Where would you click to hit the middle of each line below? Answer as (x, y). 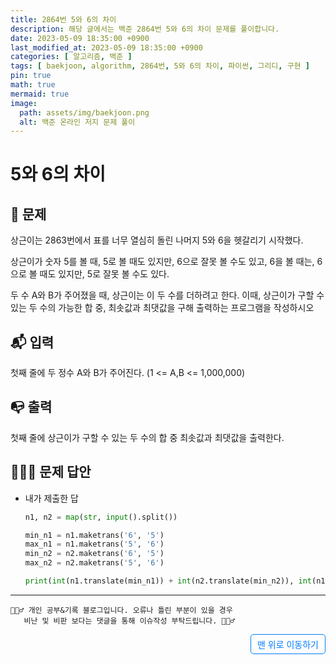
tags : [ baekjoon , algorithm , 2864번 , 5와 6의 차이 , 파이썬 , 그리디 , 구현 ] (160, 66)
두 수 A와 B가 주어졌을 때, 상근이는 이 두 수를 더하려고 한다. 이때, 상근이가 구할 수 (167, 295)
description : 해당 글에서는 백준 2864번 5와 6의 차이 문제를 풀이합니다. (145, 29)
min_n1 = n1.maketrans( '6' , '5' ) (94, 535)
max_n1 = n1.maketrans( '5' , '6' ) (94, 544)
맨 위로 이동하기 (287, 644)
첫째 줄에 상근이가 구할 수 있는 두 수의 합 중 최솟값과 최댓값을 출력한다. (147, 437)
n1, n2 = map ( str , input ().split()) (101, 517)
